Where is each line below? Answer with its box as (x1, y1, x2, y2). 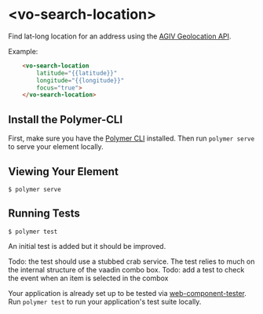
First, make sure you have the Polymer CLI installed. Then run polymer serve (8, 133, 255, 143)
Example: (8, 46, 38, 56)
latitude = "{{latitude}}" (36, 69, 118, 77)
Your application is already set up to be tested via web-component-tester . (8, 288, 247, 298)
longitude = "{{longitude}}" (36, 76, 125, 84)
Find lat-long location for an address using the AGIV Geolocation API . (8, 31, 232, 41)
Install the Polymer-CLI (8, 112, 123, 126)
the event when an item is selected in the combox (8, 273, 169, 283)
